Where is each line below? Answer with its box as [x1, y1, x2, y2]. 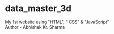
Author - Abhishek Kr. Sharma [5, 24, 65, 30]
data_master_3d [5, 3, 72, 14]
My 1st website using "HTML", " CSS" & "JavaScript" [5, 19, 109, 25]
